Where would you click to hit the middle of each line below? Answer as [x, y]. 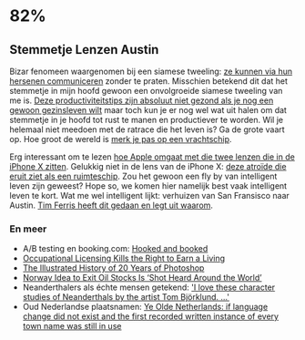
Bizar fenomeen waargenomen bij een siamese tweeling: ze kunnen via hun [151, 71]
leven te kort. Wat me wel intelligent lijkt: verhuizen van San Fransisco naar [149, 196]
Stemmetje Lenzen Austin [84, 50]
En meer [28, 229]
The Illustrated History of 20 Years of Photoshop [113, 268]
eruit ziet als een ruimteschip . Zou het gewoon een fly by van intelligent [143, 176]
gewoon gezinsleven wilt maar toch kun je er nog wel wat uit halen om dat [148, 110]
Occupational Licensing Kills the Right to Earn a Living [124, 258]
